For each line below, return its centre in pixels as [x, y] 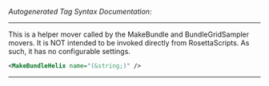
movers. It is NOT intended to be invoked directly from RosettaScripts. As [129, 43]
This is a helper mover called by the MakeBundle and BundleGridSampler [129, 34]
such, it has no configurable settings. [69, 51]
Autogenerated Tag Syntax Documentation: [80, 12]
